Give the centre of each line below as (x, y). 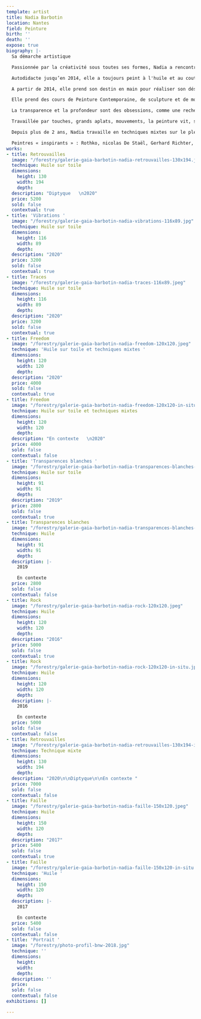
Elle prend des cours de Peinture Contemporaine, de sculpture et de (100, 100)
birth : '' (19, 34)
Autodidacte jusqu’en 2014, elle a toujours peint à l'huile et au (98, 78)
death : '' (19, 40)
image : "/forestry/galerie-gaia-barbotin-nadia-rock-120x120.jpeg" (98, 606)
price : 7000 (27, 784)
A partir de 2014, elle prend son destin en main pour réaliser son (99, 89)
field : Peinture (26, 29)
